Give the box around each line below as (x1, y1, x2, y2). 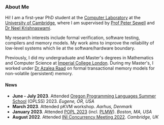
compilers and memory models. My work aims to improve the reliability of (5, 40, 154, 46)
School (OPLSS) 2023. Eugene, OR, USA (12, 98, 95, 104)
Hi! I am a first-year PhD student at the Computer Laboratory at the (5, 15, 141, 21)
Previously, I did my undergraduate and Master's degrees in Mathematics (5, 55, 154, 61)
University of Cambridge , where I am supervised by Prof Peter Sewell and (5, 20, 155, 26)
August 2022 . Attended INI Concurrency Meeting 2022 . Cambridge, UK (12, 114, 159, 120)
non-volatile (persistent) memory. (5, 71, 73, 77)
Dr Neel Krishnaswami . (5, 25, 52, 31)
